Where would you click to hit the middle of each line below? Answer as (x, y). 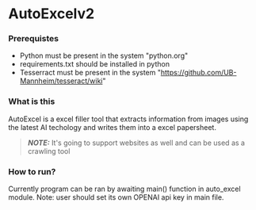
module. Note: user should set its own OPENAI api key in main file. (116, 197)
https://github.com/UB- (199, 73)
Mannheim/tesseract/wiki (61, 81)
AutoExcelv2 (52, 14)
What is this (32, 101)
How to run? (32, 171)
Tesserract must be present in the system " (90, 73)
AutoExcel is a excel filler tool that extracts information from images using (128, 119)
